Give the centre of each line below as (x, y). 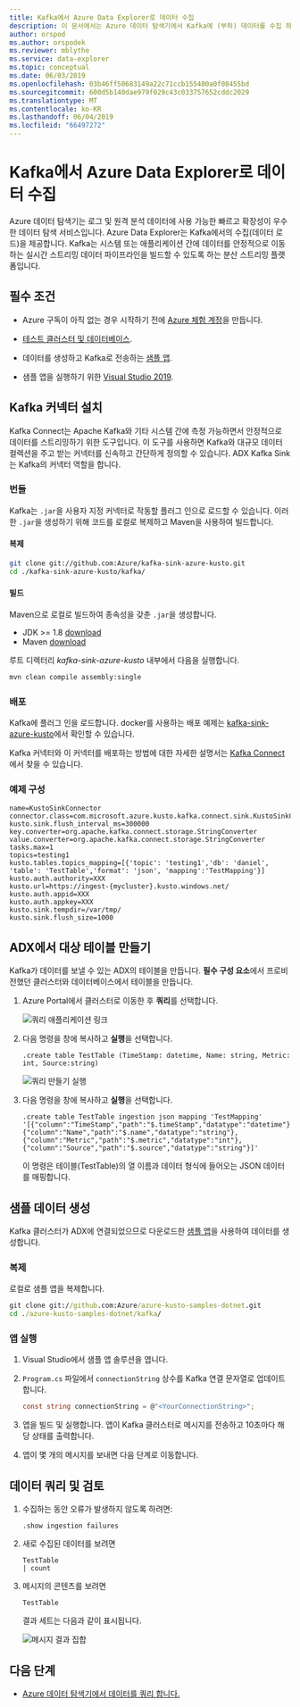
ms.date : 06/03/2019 (48, 76)
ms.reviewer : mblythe (50, 51)
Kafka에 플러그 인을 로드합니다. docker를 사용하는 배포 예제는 (117, 723)
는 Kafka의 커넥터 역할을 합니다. (65, 464)
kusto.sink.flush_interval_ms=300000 (79, 824)
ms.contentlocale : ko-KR (55, 109)
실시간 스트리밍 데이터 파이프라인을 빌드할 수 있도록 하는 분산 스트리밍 (147, 254)
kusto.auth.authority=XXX (57, 879)
